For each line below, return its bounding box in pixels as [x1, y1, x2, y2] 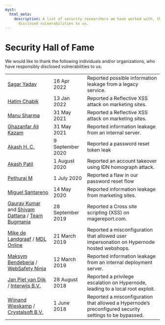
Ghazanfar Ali [7, 123, 39, 130]
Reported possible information [87, 75, 157, 82]
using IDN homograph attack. [87, 164, 155, 171]
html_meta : [9, 12, 32, 17]
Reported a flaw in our [87, 172, 138, 178]
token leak [87, 147, 111, 153]
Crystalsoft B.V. [7, 309, 44, 316]
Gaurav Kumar [7, 200, 41, 207]
